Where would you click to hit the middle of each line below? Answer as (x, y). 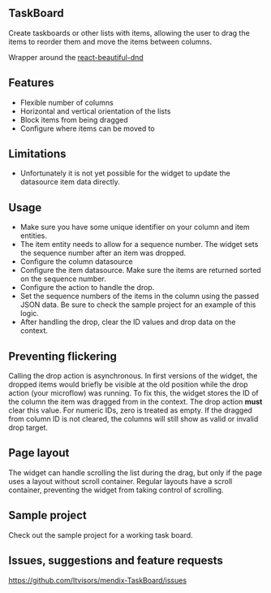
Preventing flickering (63, 356)
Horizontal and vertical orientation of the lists (95, 111)
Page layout (39, 453)
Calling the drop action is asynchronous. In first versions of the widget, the (133, 376)
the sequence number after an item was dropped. (103, 253)
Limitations (37, 154)
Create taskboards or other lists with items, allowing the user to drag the (129, 32)
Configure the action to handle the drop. (87, 288)
